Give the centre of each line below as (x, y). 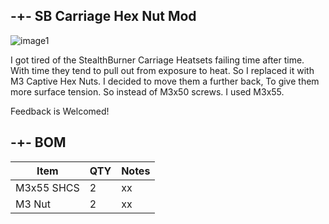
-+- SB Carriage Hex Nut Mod (103, 16)
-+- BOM (38, 142)
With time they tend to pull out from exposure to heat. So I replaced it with (162, 70)
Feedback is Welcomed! (60, 111)
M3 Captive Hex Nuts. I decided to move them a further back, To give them (165, 81)
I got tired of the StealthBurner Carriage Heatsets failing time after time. (157, 60)
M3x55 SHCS (47, 187)
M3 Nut (33, 204)
